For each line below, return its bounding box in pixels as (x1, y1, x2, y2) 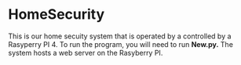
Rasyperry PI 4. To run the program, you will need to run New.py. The (8, 39, 234, 49)
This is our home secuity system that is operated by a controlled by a (8, 31, 232, 41)
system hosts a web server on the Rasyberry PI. (8, 48, 163, 57)
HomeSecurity (8, 5, 105, 23)
